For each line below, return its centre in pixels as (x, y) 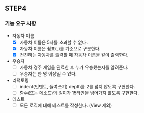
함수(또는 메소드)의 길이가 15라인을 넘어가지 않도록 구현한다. (79, 93)
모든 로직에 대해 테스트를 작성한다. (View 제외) (66, 105)
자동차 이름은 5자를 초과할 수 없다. (53, 42)
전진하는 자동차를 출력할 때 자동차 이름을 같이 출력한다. (74, 55)
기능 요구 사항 (21, 24)
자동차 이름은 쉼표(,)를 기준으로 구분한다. (60, 48)
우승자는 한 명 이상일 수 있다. (48, 73)
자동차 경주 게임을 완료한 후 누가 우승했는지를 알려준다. (74, 67)
